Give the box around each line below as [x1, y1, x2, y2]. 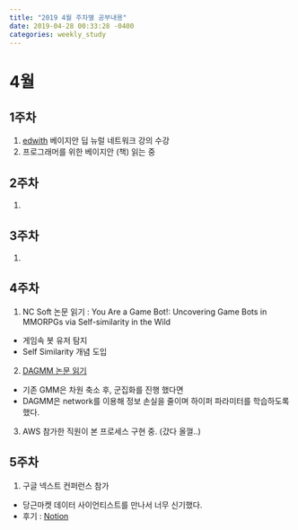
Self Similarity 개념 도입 [22, 346, 108, 357]
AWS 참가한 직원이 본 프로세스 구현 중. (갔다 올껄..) [22, 426, 202, 437]
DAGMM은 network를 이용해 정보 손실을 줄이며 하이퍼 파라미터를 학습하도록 [22, 395, 290, 406]
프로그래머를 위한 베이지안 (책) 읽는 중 [22, 146, 155, 157]
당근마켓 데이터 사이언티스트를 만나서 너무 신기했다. [22, 499, 203, 510]
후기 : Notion [22, 510, 69, 521]
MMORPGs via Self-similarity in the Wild [22, 316, 171, 327]
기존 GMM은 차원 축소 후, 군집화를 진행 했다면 [22, 384, 184, 395]
